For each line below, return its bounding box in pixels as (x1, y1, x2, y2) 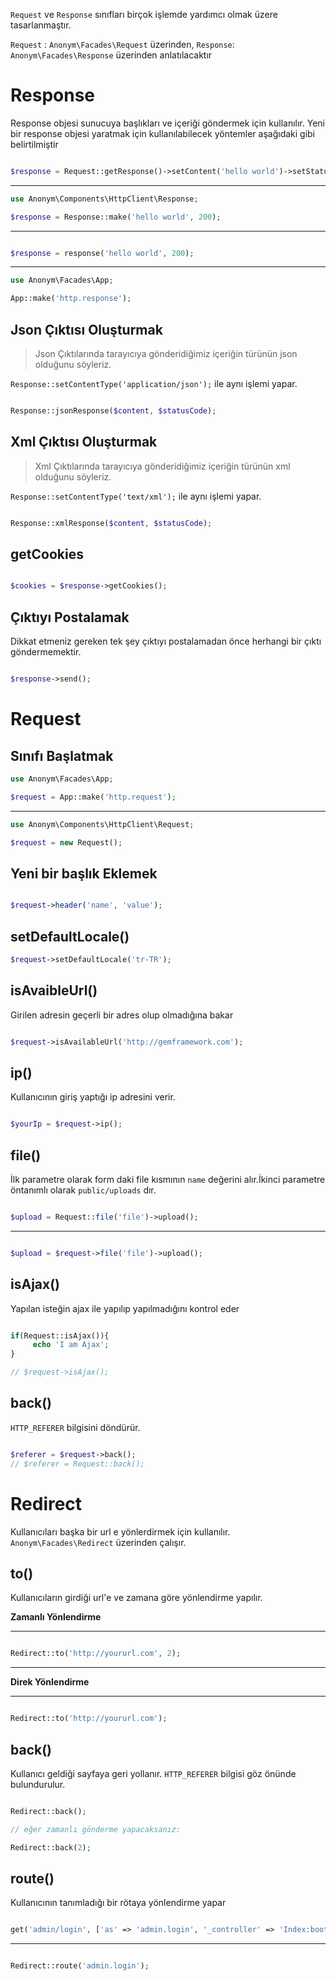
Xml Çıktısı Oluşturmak (10, 434, 158, 451)
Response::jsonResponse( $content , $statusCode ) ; (10, 406, 217, 416)
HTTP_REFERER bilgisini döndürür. (10, 1421, 141, 1433)
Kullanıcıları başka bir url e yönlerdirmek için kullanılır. (10, 1525, 231, 1538)
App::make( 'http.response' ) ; (10, 294, 132, 304)
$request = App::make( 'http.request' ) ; (10, 792, 177, 802)
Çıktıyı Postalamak (10, 609, 130, 626)
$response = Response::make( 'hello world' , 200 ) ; (10, 212, 222, 222)
